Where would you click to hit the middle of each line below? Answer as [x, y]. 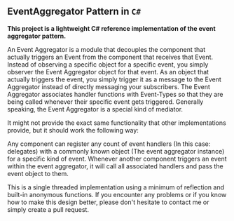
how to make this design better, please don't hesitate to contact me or [108, 202]
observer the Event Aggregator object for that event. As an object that [108, 72]
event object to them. [38, 173]
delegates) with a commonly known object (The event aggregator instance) [116, 151]
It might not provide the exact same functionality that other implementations [117, 123]
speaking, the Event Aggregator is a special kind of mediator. [95, 109]
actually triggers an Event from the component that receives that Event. [110, 57]
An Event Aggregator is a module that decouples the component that [106, 49]
